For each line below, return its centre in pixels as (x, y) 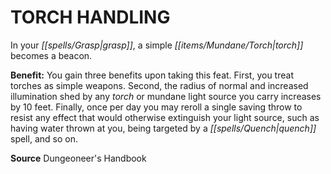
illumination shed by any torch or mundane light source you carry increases (166, 96)
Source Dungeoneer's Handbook (78, 158)
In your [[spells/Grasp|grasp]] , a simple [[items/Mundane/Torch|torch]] (157, 45)
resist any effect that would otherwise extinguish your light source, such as (165, 117)
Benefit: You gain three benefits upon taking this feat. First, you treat (152, 75)
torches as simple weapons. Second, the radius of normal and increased (159, 85)
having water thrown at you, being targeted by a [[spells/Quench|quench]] (163, 128)
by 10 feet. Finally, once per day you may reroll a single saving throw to (156, 107)
